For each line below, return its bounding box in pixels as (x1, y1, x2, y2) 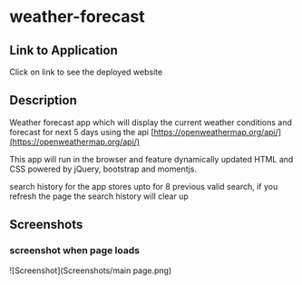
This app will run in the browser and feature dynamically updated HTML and (9, 153, 294, 164)
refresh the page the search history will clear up (9, 191, 189, 201)
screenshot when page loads (9, 244, 141, 257)
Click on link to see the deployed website (9, 66, 163, 77)
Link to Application (9, 43, 118, 58)
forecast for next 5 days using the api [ (9, 126, 154, 137)
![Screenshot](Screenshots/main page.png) (9, 265, 172, 276)
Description (9, 93, 77, 108)
